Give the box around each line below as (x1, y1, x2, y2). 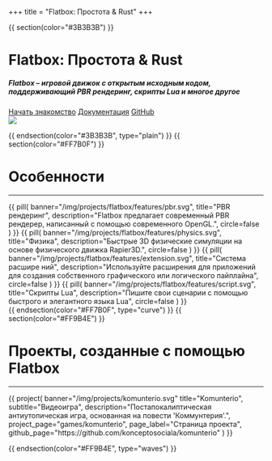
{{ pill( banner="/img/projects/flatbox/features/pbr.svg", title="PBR (8, 202, 231, 212)
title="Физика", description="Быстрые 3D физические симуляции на (8, 236, 243, 246)
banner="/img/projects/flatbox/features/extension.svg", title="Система (8, 254, 247, 264)
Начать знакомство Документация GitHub (8, 107, 155, 116)
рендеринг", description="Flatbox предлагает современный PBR (8, 210, 230, 221)
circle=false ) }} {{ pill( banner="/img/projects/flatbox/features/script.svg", (8, 279, 257, 290)
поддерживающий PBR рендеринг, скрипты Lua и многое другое (8, 87, 240, 96)
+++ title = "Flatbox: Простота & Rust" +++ (8, 7, 153, 16)
